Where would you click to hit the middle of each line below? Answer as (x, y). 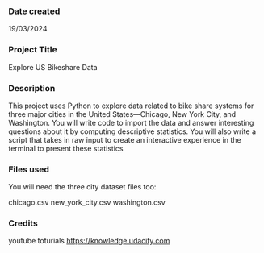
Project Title (33, 50)
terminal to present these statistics (66, 148)
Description (32, 88)
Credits (23, 223)
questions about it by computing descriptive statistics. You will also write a (132, 131)
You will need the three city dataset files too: (82, 187)
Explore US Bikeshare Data (53, 67)
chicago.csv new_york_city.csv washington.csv (87, 202)
